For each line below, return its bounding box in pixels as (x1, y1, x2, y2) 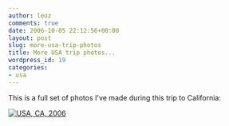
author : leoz (8, 11, 52, 20)
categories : (8, 64, 48, 72)
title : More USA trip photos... (8, 49, 116, 57)
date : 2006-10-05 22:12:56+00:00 (8, 26, 120, 34)
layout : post (8, 33, 52, 42)
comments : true (8, 19, 59, 27)
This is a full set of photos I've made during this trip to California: (8, 93, 221, 102)
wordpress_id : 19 (8, 57, 66, 65)
